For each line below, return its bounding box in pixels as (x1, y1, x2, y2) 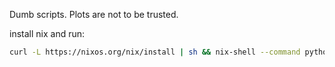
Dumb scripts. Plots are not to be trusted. (9, 9, 179, 20)
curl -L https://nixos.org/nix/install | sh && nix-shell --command (9, 47, 301, 57)
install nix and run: (9, 28, 86, 39)
